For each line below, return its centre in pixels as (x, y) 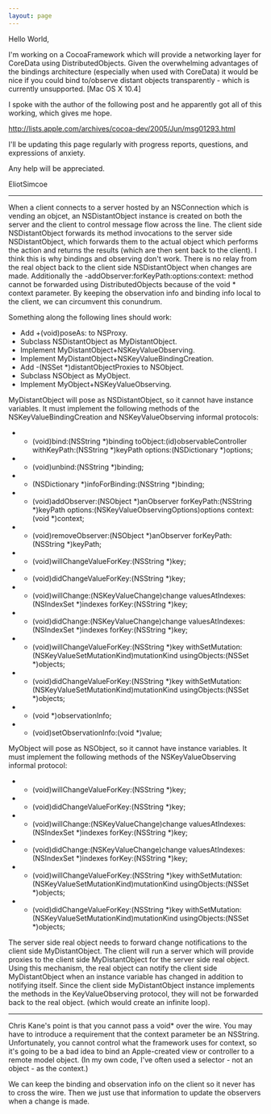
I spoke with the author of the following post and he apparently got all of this (135, 104)
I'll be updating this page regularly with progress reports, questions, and (128, 144)
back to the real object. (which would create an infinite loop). (109, 1002)
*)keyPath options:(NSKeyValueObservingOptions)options (129, 510)
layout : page (30, 16)
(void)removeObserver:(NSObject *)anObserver (112, 535)
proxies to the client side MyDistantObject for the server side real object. (129, 959)
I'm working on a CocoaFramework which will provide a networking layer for (135, 54)
